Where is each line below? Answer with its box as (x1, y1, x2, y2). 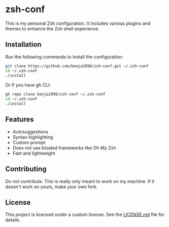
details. (5, 217, 21, 223)
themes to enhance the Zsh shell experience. (5, 25, 100, 31)
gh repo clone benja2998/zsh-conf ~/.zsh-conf (5, 92, 106, 97)
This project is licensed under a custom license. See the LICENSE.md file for (5, 211, 165, 218)
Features (5, 115, 34, 124)
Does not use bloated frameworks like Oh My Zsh (12, 145, 116, 151)
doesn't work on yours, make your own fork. (5, 184, 98, 190)
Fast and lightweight (12, 150, 55, 156)
